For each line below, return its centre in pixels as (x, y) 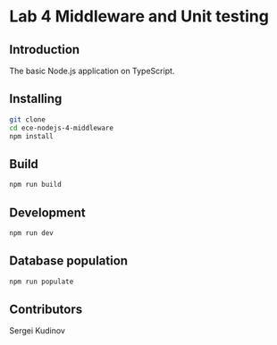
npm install (31, 136)
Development (48, 212)
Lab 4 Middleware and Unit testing (139, 17)
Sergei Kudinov (37, 331)
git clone (28, 119)
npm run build (36, 185)
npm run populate (42, 282)
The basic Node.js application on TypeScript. (92, 71)
